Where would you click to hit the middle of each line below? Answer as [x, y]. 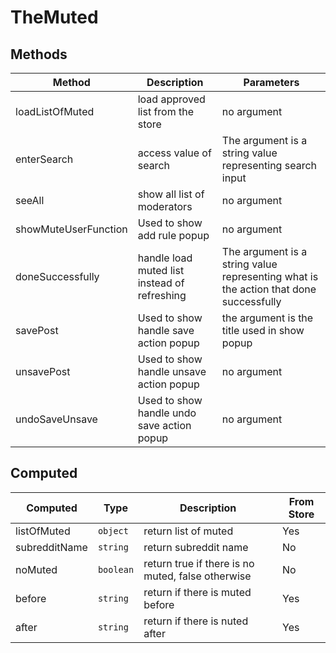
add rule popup [173, 235]
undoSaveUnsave [56, 419]
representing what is [270, 276]
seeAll [30, 200]
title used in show [263, 330]
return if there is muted [197, 592]
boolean [116, 569]
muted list [161, 270]
